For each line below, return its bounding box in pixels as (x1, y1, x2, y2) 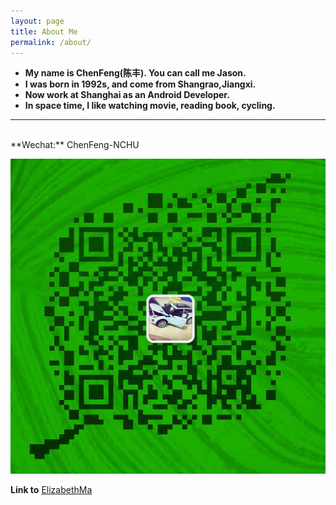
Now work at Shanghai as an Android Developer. (24, 89, 230, 101)
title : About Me (10, 26, 78, 37)
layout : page (10, 16, 65, 26)
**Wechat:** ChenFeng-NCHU (10, 139, 140, 151)
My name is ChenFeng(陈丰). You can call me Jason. (24, 67, 247, 79)
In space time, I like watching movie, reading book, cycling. (24, 100, 276, 112)
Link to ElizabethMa (10, 484, 93, 496)
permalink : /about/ (10, 37, 92, 47)
